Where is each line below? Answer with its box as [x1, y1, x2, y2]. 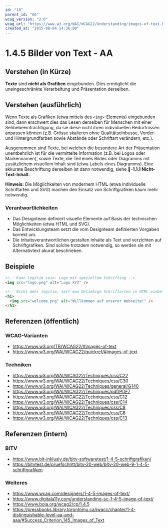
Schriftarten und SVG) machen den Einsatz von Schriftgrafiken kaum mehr [5, 186, 158, 192]
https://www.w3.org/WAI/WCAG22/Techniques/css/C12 [12, 394, 127, 400]
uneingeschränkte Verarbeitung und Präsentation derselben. [5, 86, 130, 92]
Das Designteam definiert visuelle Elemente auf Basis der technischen [12, 216, 157, 222]
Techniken [5, 361, 31, 368]
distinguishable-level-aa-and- [12, 512, 74, 518]
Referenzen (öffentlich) [5, 317, 79, 326]
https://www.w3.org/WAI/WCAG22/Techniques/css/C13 [12, 415, 127, 421]
